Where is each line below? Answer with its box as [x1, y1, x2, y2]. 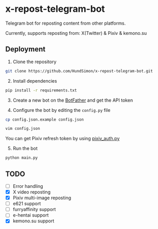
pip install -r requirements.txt [5, 88, 77, 93]
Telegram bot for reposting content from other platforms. [5, 20, 126, 26]
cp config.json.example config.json [5, 117, 84, 122]
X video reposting [12, 189, 50, 195]
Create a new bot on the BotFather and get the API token [12, 97, 133, 103]
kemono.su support [12, 218, 55, 224]
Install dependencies [12, 78, 58, 84]
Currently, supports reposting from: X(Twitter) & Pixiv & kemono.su [5, 30, 147, 36]
